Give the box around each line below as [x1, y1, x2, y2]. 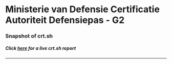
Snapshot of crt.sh [5, 33, 53, 40]
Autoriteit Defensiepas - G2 [5, 14, 125, 26]
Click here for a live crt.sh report [5, 45, 76, 51]
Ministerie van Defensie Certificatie [5, 4, 160, 15]
